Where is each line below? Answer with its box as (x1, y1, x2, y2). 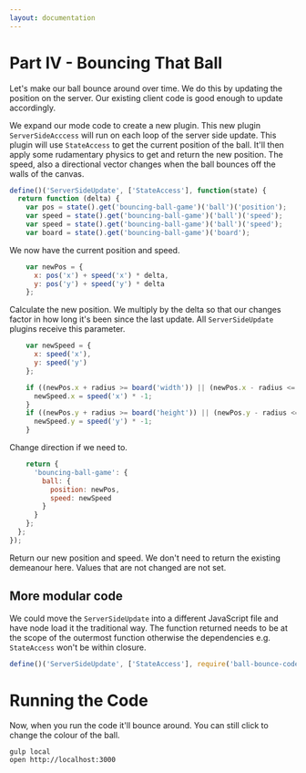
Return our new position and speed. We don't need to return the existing (9, 552, 280, 563)
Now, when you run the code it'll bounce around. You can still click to (9, 720, 269, 731)
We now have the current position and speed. (9, 244, 180, 255)
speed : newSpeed (49, 493, 112, 502)
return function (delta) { (17, 194, 120, 203)
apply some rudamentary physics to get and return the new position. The (9, 149, 284, 160)
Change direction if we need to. (9, 442, 127, 453)
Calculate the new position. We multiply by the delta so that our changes (9, 304, 281, 315)
